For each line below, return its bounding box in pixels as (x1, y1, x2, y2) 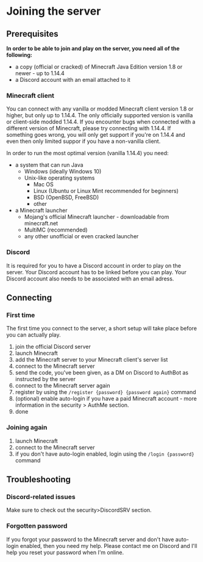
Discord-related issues (6, 492, 76, 501)
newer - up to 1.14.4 (15, 70, 65, 77)
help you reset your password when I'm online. (6, 549, 124, 556)
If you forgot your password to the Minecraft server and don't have (6, 536, 174, 543)
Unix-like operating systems (24, 174, 95, 181)
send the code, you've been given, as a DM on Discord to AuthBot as (15, 369, 189, 376)
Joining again (6, 423, 48, 432)
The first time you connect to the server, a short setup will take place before (6, 325, 197, 332)
